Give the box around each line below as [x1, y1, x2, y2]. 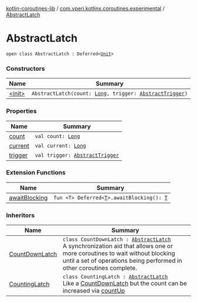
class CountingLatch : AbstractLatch [62, 273, 168, 280]
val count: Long [35, 133, 80, 139]
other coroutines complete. [62, 264, 138, 272]
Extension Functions [6, 169, 66, 177]
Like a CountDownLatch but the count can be [62, 279, 188, 287]
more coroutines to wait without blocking [62, 249, 175, 258]
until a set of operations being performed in [62, 257, 182, 265]
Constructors [6, 64, 45, 73]
